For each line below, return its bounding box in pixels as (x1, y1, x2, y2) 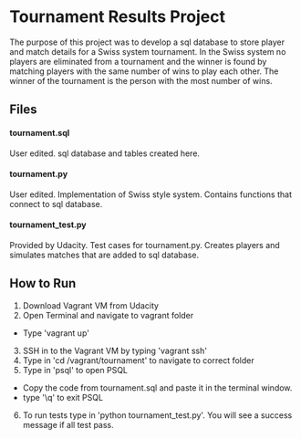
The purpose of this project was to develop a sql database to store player (9, 37, 285, 47)
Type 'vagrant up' (22, 327, 89, 339)
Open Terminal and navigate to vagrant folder (22, 309, 194, 320)
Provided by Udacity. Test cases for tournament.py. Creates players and (9, 239, 280, 250)
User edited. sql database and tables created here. (9, 148, 201, 159)
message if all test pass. (22, 419, 114, 430)
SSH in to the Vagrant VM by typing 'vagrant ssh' (22, 345, 208, 356)
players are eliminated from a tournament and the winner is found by (9, 56, 267, 67)
